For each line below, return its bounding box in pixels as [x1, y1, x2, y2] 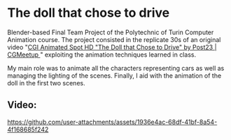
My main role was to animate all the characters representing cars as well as [7, 64, 225, 72]
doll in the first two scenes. [7, 78, 85, 87]
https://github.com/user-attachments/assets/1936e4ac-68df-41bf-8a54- [7, 118, 218, 126]
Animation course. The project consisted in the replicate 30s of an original [7, 35, 221, 43]
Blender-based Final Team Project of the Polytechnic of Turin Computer [7, 28, 214, 36]
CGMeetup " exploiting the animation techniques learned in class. [7, 50, 197, 59]
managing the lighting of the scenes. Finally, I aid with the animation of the [7, 71, 222, 80]
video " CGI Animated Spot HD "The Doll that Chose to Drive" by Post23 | [7, 43, 217, 51]
